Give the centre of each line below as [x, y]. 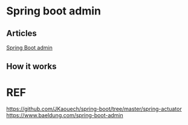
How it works [31, 66]
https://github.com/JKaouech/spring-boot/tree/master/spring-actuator [94, 109]
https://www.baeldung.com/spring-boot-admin [65, 115]
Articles [22, 33]
